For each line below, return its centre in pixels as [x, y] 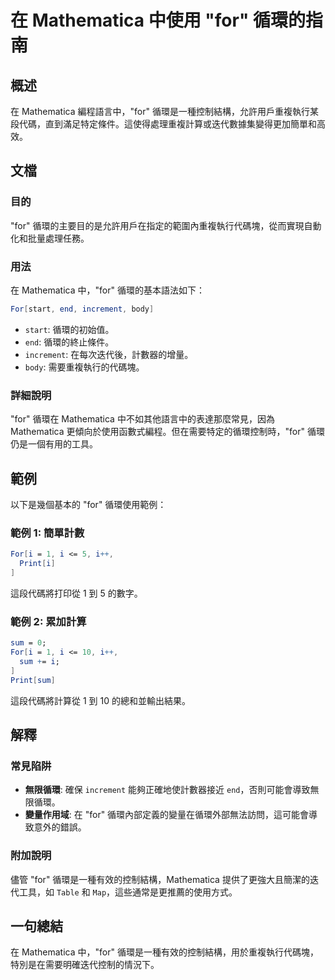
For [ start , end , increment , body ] [82, 309]
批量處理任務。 [58, 238]
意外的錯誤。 [60, 827]
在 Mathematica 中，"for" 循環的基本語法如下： [107, 290]
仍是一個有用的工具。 [54, 444]
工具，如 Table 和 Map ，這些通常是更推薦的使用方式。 [128, 892]
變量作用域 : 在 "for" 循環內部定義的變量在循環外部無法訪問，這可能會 [167, 815]
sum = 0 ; [28, 643]
